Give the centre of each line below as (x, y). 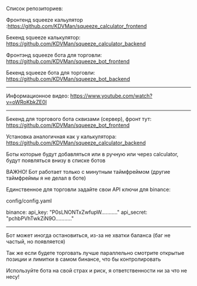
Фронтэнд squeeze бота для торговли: (54, 55)
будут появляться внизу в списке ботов (56, 160)
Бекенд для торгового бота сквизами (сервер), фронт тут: (79, 119)
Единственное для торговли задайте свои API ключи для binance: (89, 189)
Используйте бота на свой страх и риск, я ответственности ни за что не (97, 270)
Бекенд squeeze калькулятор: (43, 37)
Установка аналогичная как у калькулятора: (61, 137)
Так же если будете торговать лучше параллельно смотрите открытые (95, 253)
